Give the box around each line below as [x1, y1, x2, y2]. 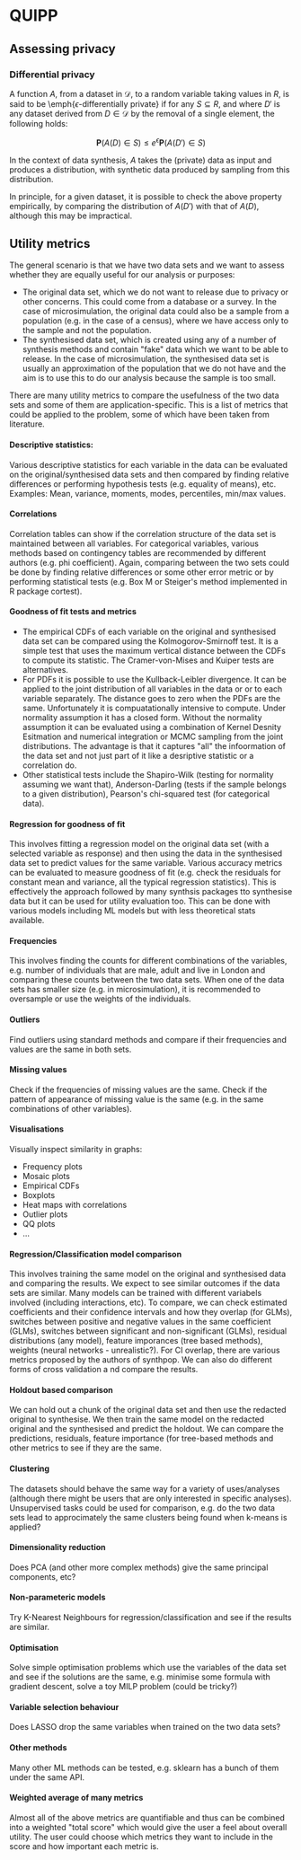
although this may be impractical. [9, 210, 133, 221]
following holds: [9, 118, 68, 128]
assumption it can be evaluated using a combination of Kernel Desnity [22, 721, 281, 732]
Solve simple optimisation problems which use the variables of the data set [9, 1662, 288, 1673]
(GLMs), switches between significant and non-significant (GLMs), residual [9, 1326, 288, 1336]
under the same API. [9, 1771, 85, 1783]
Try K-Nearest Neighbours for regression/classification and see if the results [9, 1611, 292, 1622]
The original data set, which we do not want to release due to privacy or [22, 286, 289, 297]
